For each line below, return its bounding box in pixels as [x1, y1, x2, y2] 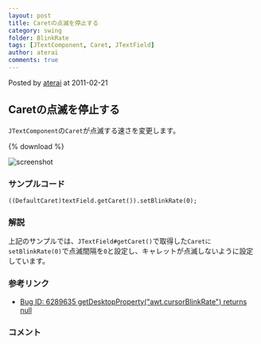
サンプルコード [8, 178, 65, 190]
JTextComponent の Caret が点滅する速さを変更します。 [8, 125, 181, 135]
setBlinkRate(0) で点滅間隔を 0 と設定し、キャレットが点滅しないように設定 [8, 246, 254, 256]
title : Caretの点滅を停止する [8, 19, 99, 27]
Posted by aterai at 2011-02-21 [8, 77, 108, 88]
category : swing [8, 26, 62, 34]
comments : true [8, 57, 59, 64]
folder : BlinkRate [8, 33, 69, 42]
